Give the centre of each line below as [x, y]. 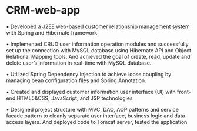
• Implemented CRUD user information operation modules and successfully [98, 44]
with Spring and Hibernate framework [52, 32]
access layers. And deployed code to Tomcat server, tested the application [97, 122]
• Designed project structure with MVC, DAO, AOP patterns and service [93, 109]
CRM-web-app [43, 10]
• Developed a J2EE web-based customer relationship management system [98, 26]
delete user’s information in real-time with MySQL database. [79, 63]
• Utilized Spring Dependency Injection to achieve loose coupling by [89, 74]
